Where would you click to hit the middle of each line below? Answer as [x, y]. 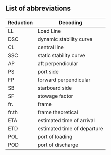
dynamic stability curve [65, 39]
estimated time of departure [71, 128]
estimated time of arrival [66, 120]
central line [51, 47]
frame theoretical [58, 112]
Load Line [49, 31]
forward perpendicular [64, 80]
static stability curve [61, 55]
